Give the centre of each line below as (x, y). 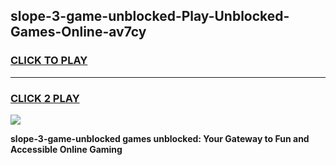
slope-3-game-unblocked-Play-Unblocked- (150, 16)
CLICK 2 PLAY (45, 98)
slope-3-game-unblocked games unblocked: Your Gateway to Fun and (160, 138)
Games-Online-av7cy (78, 32)
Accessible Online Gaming (66, 149)
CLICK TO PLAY (49, 61)
